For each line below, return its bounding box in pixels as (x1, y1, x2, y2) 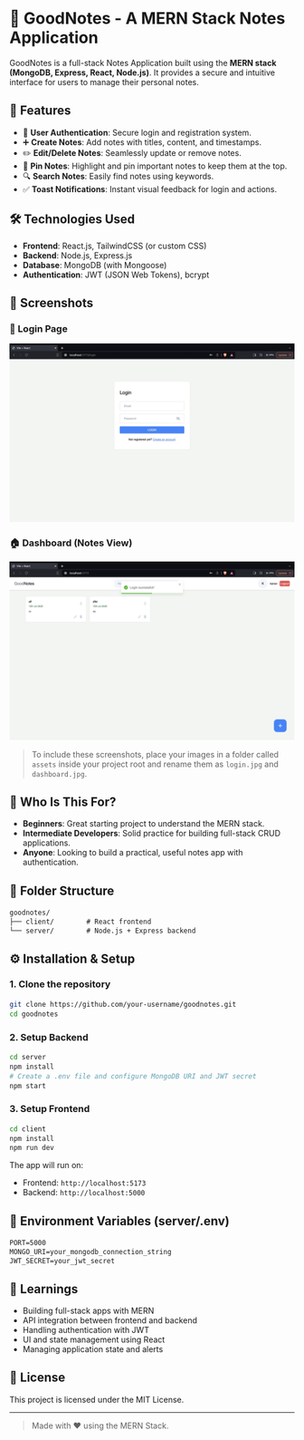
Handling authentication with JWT (22, 1324, 149, 1335)
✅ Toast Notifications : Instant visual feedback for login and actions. (22, 183, 278, 194)
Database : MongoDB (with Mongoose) (22, 259, 167, 270)
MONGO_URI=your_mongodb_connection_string (9, 1248, 172, 1257)
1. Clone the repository (9, 978, 111, 991)
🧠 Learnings (9, 1281, 79, 1297)
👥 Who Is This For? (9, 794, 117, 809)
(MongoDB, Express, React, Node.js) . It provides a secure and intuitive (9, 67, 276, 78)
